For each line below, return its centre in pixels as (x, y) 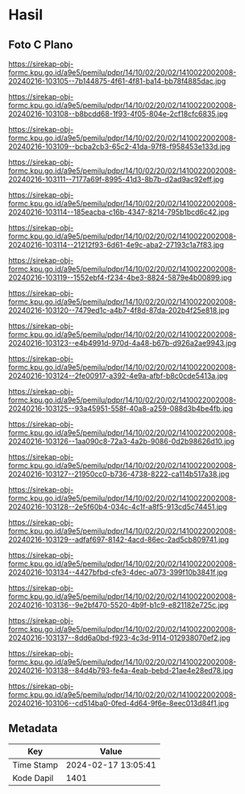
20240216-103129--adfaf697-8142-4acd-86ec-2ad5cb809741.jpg (119, 539)
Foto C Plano (41, 45)
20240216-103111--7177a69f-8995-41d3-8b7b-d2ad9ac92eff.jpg (116, 179)
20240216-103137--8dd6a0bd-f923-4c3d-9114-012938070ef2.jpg (120, 638)
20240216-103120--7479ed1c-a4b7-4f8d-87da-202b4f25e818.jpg (119, 310)
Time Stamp (35, 765)
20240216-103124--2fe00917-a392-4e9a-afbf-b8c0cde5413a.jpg (118, 376)
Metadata (33, 728)
